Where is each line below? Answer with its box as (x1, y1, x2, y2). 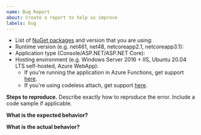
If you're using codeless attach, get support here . (24, 82, 148, 89)
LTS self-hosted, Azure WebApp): (15, 62, 99, 70)
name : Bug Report (6, 8, 50, 15)
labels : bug (6, 20, 36, 26)
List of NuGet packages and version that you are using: (15, 37, 153, 44)
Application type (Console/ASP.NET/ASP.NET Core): (15, 50, 145, 57)
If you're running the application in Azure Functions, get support (24, 69, 184, 76)
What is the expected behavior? (6, 111, 88, 119)
